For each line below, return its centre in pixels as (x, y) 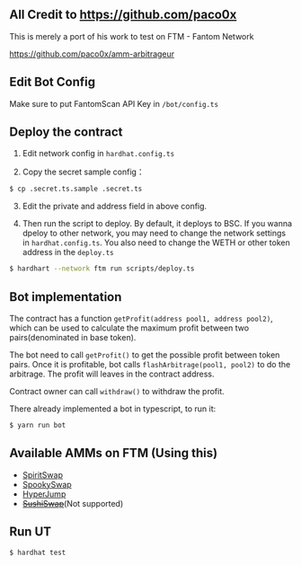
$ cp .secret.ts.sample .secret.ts (76, 189)
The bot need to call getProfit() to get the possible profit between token (145, 355)
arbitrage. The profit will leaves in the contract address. (112, 374)
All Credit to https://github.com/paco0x (123, 15)
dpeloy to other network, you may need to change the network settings (154, 234)
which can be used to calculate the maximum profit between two (129, 328)
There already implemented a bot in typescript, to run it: (113, 409)
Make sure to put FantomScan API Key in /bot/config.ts (114, 103)
